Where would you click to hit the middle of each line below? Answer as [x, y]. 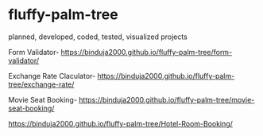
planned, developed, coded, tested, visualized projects [98, 37]
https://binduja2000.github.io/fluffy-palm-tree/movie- [167, 99]
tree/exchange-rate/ [41, 84]
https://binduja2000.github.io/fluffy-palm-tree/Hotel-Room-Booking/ [120, 123]
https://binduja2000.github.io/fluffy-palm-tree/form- [147, 52]
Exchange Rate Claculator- [52, 76]
